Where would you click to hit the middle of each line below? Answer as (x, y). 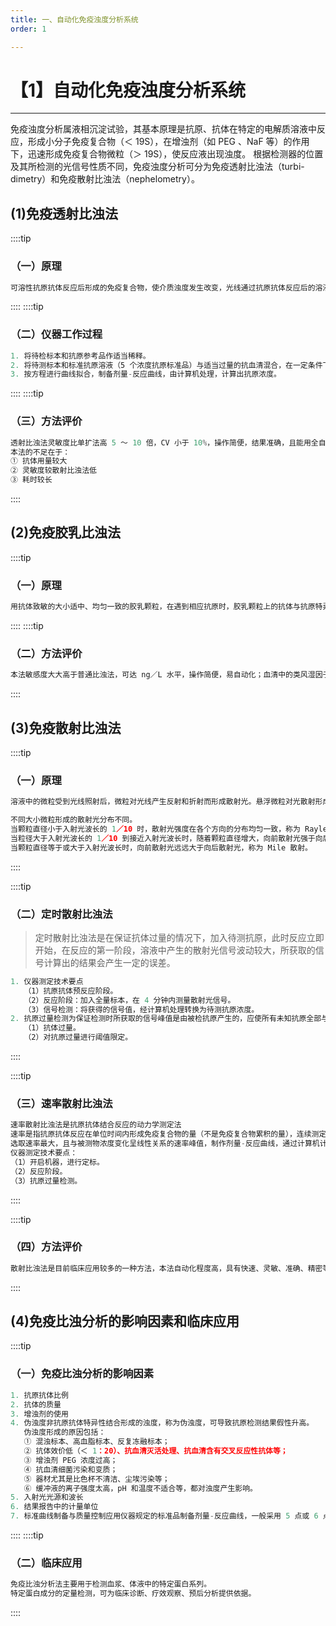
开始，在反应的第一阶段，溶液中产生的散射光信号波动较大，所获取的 (175, 950)
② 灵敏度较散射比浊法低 (53, 471)
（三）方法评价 (46, 421)
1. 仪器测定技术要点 (47, 981)
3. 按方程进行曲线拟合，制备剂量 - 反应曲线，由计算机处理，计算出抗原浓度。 (146, 374)
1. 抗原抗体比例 (39, 1395)
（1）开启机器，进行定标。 (57, 1162)
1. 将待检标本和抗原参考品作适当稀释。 (80, 356)
